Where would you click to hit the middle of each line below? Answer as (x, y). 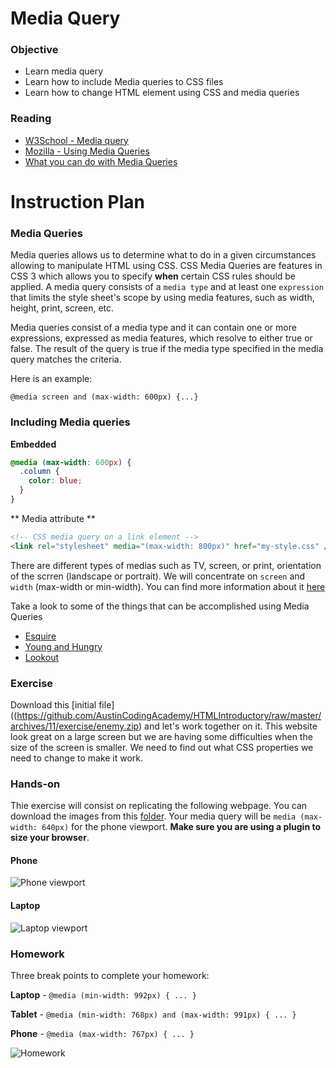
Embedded (33, 444)
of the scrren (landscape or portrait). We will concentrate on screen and (158, 576)
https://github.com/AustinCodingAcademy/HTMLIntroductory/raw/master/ (169, 715)
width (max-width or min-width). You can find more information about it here (168, 586)
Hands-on (35, 784)
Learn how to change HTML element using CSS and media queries (162, 93)
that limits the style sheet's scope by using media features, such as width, (162, 298)
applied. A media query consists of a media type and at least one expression (167, 287)
